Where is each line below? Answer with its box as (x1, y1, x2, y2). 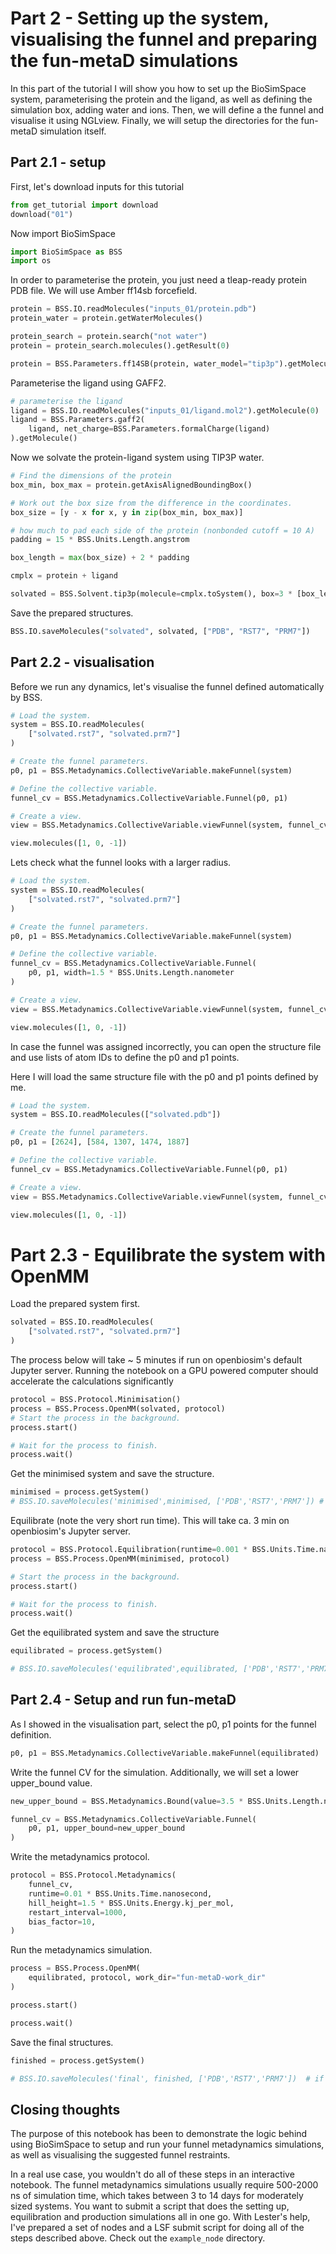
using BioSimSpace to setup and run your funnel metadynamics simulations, (10, 2138, 325, 2151)
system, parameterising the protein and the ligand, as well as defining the (10, 93, 313, 105)
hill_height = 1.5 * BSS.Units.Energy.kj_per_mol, (28, 1898, 235, 1908)
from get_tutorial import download (10, 200, 159, 210)
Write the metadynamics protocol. (10, 1851, 150, 1863)
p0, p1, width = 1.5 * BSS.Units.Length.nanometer (28, 968, 235, 978)
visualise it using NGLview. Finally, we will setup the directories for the (10, 114, 299, 126)
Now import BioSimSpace (10, 227, 117, 239)
